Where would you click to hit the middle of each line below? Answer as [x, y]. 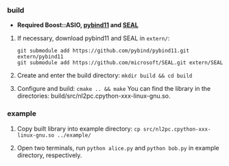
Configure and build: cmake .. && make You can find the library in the [114, 89]
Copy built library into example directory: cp [79, 128]
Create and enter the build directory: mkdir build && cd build [105, 75]
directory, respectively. [49, 155]
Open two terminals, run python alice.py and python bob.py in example [118, 148]
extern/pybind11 [40, 57]
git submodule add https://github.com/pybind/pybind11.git [103, 51]
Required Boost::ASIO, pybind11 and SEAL [77, 25]
